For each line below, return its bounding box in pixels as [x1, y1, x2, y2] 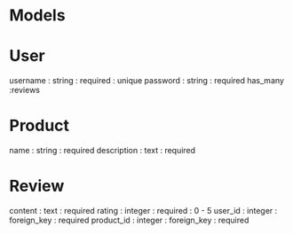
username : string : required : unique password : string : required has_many [9, 75, 284, 86]
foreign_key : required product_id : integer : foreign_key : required [9, 214, 249, 225]
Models [9, 5, 66, 26]
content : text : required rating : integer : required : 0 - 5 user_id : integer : [9, 206, 278, 215]
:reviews [9, 85, 40, 96]
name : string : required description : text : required [9, 145, 196, 156]
